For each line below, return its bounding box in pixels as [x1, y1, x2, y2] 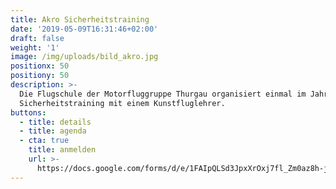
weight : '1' [10, 42, 60, 53]
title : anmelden [28, 145, 97, 155]
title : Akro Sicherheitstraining [10, 14, 150, 25]
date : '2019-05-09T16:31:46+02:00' [10, 24, 159, 34]
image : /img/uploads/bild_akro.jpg [10, 52, 159, 62]
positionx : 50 [10, 61, 70, 71]
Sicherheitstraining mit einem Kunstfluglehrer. [19, 98, 226, 108]
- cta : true [19, 136, 70, 146]
